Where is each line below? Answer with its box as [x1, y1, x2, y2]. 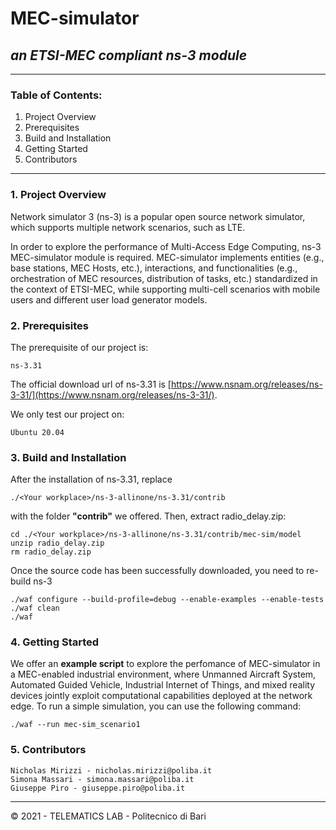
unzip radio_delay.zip [10, 538, 105, 549]
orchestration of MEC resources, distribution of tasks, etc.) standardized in [10, 272, 318, 284]
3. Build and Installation [10, 450, 127, 464]
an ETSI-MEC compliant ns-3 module [10, 47, 248, 64]
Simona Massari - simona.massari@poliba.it [10, 774, 195, 784]
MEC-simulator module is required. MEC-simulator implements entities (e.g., [10, 251, 325, 263]
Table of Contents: [10, 88, 103, 102]
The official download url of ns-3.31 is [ [10, 378, 172, 390]
